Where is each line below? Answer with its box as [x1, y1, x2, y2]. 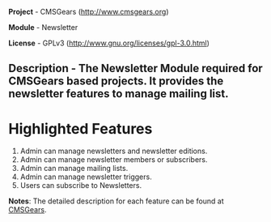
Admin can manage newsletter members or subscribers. [19, 155, 208, 164]
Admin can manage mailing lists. [19, 164, 129, 173]
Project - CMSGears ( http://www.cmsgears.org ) [8, 7, 169, 16]
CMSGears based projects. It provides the [8, 75, 224, 88]
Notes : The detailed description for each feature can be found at [8, 196, 224, 206]
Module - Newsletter [8, 23, 78, 32]
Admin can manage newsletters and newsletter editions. [19, 146, 208, 156]
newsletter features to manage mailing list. [8, 87, 229, 100]
